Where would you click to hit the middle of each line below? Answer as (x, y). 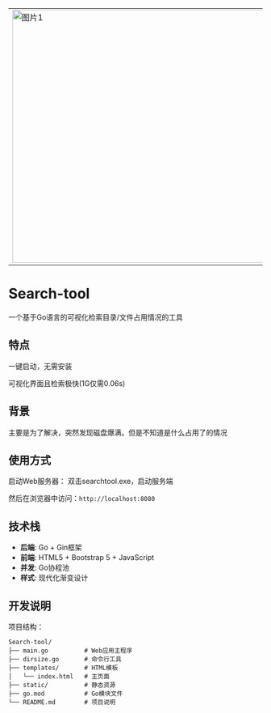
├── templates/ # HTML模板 (63, 668)
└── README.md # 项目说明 (62, 702)
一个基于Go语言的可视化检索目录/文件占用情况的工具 (96, 317)
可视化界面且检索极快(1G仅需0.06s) (67, 383)
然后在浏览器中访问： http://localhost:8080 (82, 499)
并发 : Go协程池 (45, 568)
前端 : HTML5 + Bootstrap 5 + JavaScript (87, 558)
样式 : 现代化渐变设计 (54, 578)
